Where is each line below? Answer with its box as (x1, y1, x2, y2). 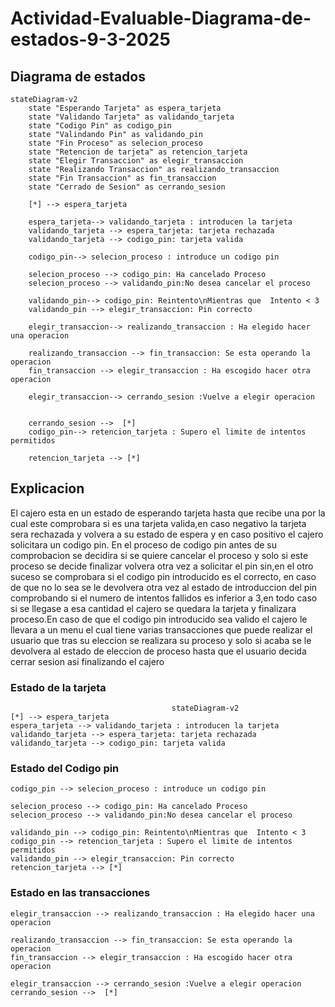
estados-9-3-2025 (10, 28, 171, 51)
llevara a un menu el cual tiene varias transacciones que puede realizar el (10, 623, 313, 636)
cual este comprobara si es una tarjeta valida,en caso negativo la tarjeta (10, 517, 307, 529)
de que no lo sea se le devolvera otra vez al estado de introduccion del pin (10, 581, 318, 593)
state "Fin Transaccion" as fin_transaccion (28, 173, 217, 183)
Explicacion (10, 480, 85, 497)
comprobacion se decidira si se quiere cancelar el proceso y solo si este (10, 549, 309, 561)
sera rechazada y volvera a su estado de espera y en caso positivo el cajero (10, 528, 324, 540)
